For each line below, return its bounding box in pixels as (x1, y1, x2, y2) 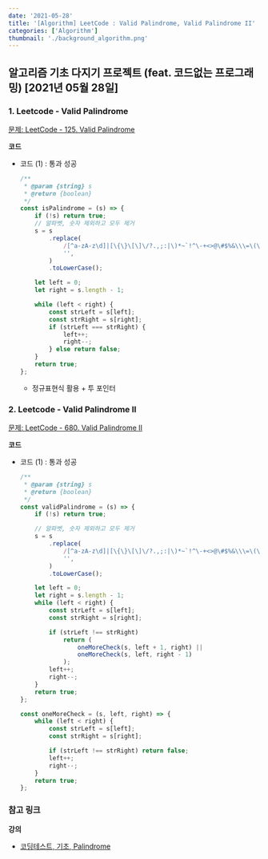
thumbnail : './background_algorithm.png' (8, 34, 149, 43)
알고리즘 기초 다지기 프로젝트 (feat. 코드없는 (8, 66, 214, 79)
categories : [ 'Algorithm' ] (8, 26, 98, 34)
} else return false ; (49, 346, 122, 354)
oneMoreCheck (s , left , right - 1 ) (77, 650, 193, 658)
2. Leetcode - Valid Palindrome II (8, 403, 137, 415)
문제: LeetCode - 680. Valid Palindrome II (8, 423, 142, 433)
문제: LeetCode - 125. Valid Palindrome (8, 124, 135, 134)
